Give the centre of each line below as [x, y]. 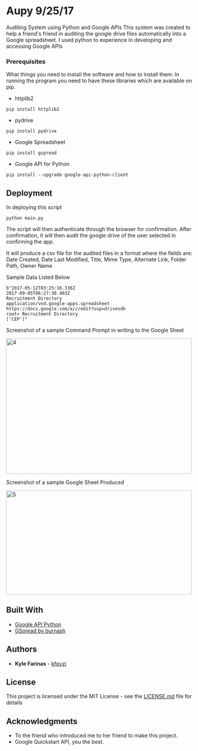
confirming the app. [30, 242]
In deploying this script [34, 207]
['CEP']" [17, 319]
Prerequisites [26, 62]
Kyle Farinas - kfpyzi [41, 663]
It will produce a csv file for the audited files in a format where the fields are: [99, 253]
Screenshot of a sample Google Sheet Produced [65, 482]
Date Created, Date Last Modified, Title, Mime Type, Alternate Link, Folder [96, 259]
